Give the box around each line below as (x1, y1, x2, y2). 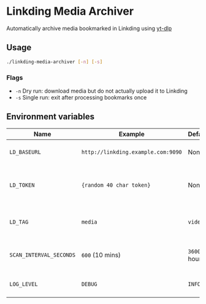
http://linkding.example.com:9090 (81, 149, 182, 155)
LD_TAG (9, 218, 29, 225)
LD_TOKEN (9, 181, 35, 189)
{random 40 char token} (81, 181, 151, 189)
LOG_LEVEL (9, 281, 38, 287)
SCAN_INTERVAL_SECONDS (9, 251, 75, 259)
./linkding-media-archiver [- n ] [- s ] (6, 58, 103, 65)
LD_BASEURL (9, 149, 41, 155)
